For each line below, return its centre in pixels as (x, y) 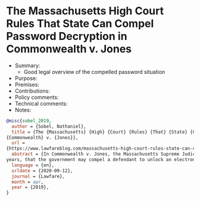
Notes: (23, 110)
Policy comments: (37, 97)
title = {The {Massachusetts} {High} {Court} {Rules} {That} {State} (99, 132)
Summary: (27, 65)
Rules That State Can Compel (80, 24)
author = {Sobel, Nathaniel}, (49, 126)
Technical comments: (41, 103)
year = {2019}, (30, 187)
